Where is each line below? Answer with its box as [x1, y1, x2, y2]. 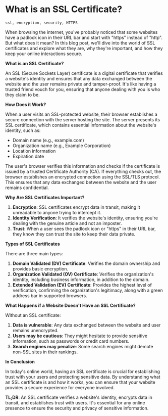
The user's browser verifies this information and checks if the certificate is [5, 163, 160, 169]
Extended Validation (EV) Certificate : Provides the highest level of [12, 282, 152, 288]
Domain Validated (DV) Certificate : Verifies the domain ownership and [12, 260, 160, 266]
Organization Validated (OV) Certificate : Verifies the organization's [12, 271, 154, 277]
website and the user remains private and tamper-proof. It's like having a [5, 81, 156, 87]
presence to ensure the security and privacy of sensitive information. [5, 405, 149, 411]
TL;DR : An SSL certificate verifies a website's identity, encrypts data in [5, 394, 152, 400]
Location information [12, 148, 56, 154]
